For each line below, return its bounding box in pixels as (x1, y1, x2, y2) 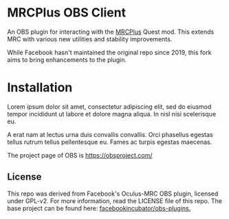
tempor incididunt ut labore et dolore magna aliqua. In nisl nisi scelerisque (7, 109, 217, 118)
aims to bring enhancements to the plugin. (7, 55, 127, 63)
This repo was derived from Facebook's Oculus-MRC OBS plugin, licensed (7, 189, 219, 198)
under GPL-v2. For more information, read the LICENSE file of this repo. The (7, 196, 222, 205)
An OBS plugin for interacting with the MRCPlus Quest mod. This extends (7, 28, 215, 36)
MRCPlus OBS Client (7, 5, 126, 21)
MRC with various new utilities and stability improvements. (7, 34, 173, 43)
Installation (7, 80, 73, 96)
